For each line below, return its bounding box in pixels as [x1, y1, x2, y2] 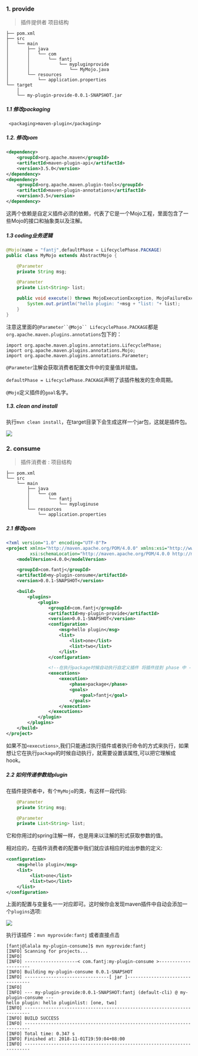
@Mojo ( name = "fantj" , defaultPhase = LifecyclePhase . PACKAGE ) [6, 247, 162, 253]
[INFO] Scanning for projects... [6, 948, 88, 955]
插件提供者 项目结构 [20, 19, 69, 26]
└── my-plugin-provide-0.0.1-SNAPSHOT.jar [16, 93, 123, 98]
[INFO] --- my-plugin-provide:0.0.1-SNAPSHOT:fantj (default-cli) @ [6, 989, 178, 996]
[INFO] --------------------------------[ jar [6, 974, 123, 980]
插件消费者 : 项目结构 [20, 458, 72, 466]
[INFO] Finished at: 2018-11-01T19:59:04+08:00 [6, 1036, 126, 1042]
